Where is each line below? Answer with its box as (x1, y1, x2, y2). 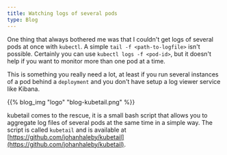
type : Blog (7, 16, 38, 23)
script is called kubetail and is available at (7, 126, 126, 134)
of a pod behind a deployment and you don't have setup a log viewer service (7, 77, 221, 85)
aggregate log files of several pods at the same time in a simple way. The (7, 118, 213, 126)
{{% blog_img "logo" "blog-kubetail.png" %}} (7, 98, 135, 106)
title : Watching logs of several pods (7, 10, 118, 17)
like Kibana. (7, 85, 40, 93)
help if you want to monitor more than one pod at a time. (7, 57, 165, 65)
